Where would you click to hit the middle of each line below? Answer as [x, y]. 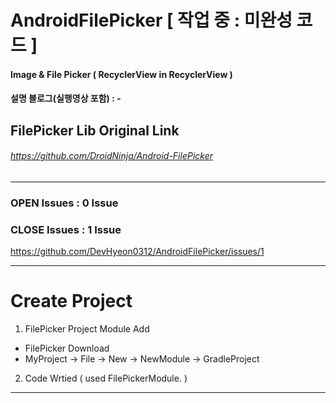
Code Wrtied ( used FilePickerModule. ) [106, 378]
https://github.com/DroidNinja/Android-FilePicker [112, 156]
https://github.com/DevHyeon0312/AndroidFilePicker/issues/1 [137, 252]
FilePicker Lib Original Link [95, 130]
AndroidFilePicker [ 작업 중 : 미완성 [151, 20]
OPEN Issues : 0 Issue [64, 203]
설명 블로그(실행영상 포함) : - [66, 98]
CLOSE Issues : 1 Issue [66, 229]
